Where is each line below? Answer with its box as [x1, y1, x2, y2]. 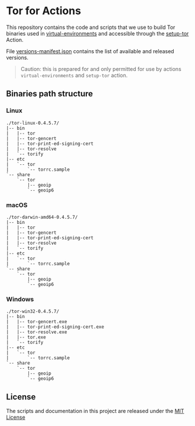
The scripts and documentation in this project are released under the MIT [6, 408, 184, 415]
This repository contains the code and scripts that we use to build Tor [6, 24, 175, 31]
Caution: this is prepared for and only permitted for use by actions [20, 65, 181, 72]
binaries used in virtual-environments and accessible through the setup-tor [6, 30, 189, 37]
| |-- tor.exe [6, 334, 46, 340]
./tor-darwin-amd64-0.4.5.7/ [6, 214, 78, 220]
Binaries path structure [6, 89, 93, 99]
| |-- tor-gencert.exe [6, 319, 67, 325]
